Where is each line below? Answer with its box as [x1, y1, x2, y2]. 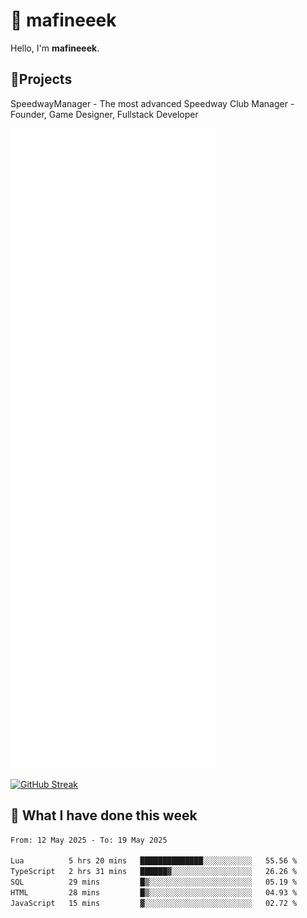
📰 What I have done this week [10, 807, 198, 824]
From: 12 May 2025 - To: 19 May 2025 [10, 835, 168, 845]
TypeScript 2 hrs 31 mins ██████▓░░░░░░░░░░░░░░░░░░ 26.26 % [10, 867, 298, 877]
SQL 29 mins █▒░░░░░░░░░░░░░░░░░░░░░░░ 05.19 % [10, 877, 298, 888]
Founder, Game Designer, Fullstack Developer [10, 108, 199, 120]
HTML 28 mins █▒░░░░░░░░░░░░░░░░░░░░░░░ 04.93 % [10, 887, 298, 898]
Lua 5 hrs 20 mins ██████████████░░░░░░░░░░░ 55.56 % [10, 856, 298, 866]
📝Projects [10, 71, 73, 88]
